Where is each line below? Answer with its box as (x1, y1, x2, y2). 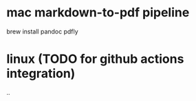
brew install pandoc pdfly (6, 27, 78, 35)
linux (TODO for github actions (6, 51, 184, 67)
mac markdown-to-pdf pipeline (6, 5, 190, 20)
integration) (6, 66, 76, 81)
